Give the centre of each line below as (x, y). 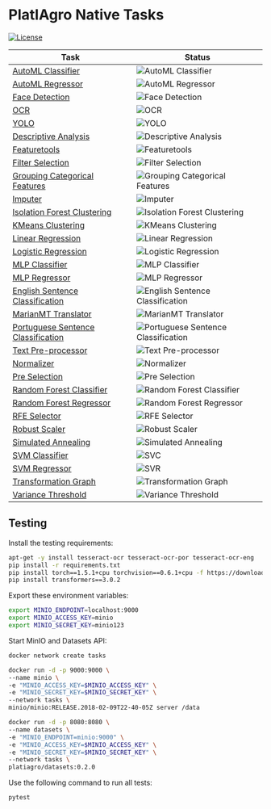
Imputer (27, 199)
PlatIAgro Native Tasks (86, 15)
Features (29, 186)
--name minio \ (34, 677)
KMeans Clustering (49, 225)
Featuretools (36, 149)
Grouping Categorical (53, 175)
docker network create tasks (57, 656)
